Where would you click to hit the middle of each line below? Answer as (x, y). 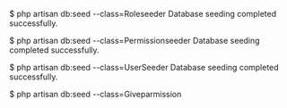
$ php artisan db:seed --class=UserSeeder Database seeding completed (144, 67)
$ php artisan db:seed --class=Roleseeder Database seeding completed (143, 14)
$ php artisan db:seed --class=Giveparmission (96, 94)
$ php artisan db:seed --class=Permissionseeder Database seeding (135, 41)
